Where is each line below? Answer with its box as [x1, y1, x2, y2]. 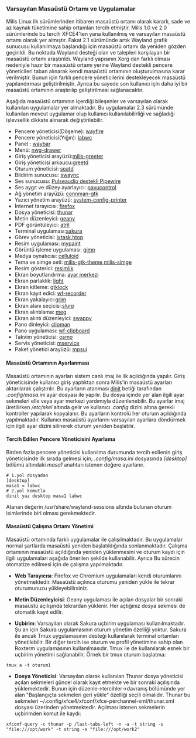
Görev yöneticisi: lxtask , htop [14, 234, 84, 241]
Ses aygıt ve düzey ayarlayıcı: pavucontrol [14, 184, 116, 191]
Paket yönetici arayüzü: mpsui [14, 346, 88, 353]
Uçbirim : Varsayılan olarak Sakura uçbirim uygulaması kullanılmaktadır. [14, 620, 185, 627]
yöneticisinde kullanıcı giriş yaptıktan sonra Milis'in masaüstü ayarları [6, 379, 173, 386]
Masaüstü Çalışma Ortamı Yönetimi [6, 523, 94, 530]
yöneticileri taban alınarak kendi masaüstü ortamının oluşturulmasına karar [6, 68, 185, 75]
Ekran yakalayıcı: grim [14, 296, 66, 303]
